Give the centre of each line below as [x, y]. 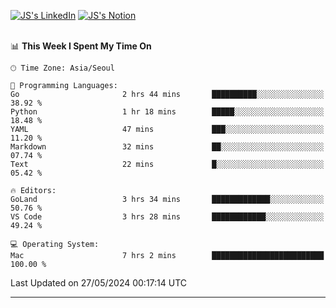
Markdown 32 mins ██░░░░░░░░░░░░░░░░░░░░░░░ [167, 147]
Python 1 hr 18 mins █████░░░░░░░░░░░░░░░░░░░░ [167, 112]
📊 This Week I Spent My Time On [81, 46]
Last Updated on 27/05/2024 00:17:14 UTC [99, 283]
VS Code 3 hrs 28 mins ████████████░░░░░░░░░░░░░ [167, 217]
